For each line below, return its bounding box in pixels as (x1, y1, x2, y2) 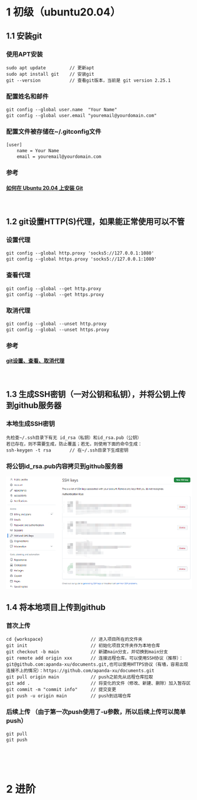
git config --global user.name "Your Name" (6, 107, 117, 113)
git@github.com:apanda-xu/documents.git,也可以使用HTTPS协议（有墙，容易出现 (6, 661, 189, 667)
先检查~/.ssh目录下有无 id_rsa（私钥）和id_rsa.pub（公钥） (6, 434, 142, 441)
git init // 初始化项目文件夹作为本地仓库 (6, 643, 160, 649)
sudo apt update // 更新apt (6, 64, 94, 71)
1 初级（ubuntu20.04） (6, 5, 121, 19)
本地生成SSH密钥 (6, 420, 55, 428)
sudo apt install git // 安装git (6, 71, 94, 77)
